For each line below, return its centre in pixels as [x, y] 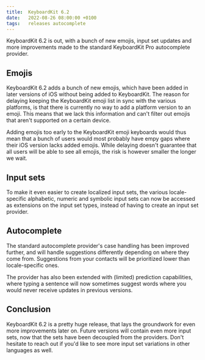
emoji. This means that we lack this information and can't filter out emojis [98, 114]
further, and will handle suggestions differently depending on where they [98, 252]
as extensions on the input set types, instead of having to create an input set [103, 205]
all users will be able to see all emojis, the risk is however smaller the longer [101, 152]
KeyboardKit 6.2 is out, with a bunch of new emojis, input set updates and [99, 41]
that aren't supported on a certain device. [59, 121]
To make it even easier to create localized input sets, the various [87, 192]
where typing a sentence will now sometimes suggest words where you [96, 283]
